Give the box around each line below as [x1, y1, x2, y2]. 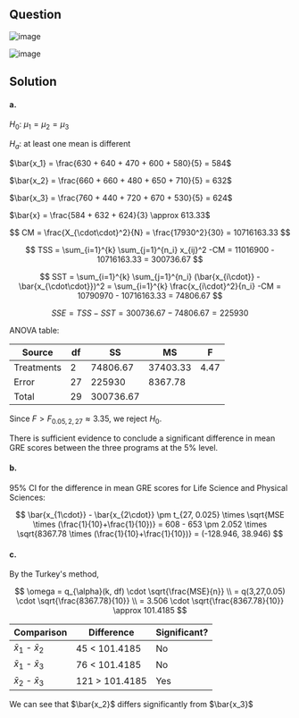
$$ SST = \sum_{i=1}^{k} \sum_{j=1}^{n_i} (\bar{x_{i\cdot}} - [39, 272, 261, 282]
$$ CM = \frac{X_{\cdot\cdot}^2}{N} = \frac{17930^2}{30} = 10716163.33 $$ [9, 227, 291, 238]
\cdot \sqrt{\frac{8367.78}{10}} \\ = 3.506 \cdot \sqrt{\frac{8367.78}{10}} [16, 596, 284, 606]
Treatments [13, 361, 62, 374]
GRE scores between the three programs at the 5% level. [9, 442, 219, 452]
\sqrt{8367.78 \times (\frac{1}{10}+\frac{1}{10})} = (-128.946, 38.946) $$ [16, 528, 284, 539]
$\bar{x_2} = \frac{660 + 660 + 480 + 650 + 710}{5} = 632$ [9, 175, 232, 186]
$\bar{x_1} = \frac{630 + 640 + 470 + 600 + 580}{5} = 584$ [9, 158, 232, 168]
